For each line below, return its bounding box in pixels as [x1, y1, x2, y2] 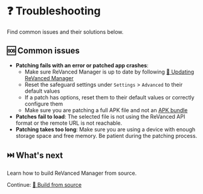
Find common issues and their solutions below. [7, 28, 124, 36]
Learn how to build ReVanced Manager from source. [7, 169, 137, 177]
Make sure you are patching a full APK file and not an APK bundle [24, 106, 188, 114]
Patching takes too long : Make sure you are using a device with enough [15, 125, 196, 133]
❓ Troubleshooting [7, 4, 101, 18]
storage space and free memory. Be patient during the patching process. [15, 132, 198, 139]
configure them [24, 100, 63, 107]
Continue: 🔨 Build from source [7, 181, 82, 188]
